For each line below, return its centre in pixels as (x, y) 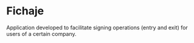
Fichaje (25, 11)
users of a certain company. (42, 33)
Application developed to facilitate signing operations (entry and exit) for (97, 27)
